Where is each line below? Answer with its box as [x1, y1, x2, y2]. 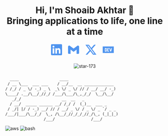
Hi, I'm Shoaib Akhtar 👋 [35, 5, 135, 16]
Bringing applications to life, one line [7, 15, 163, 27]
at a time [66, 26, 103, 37]
